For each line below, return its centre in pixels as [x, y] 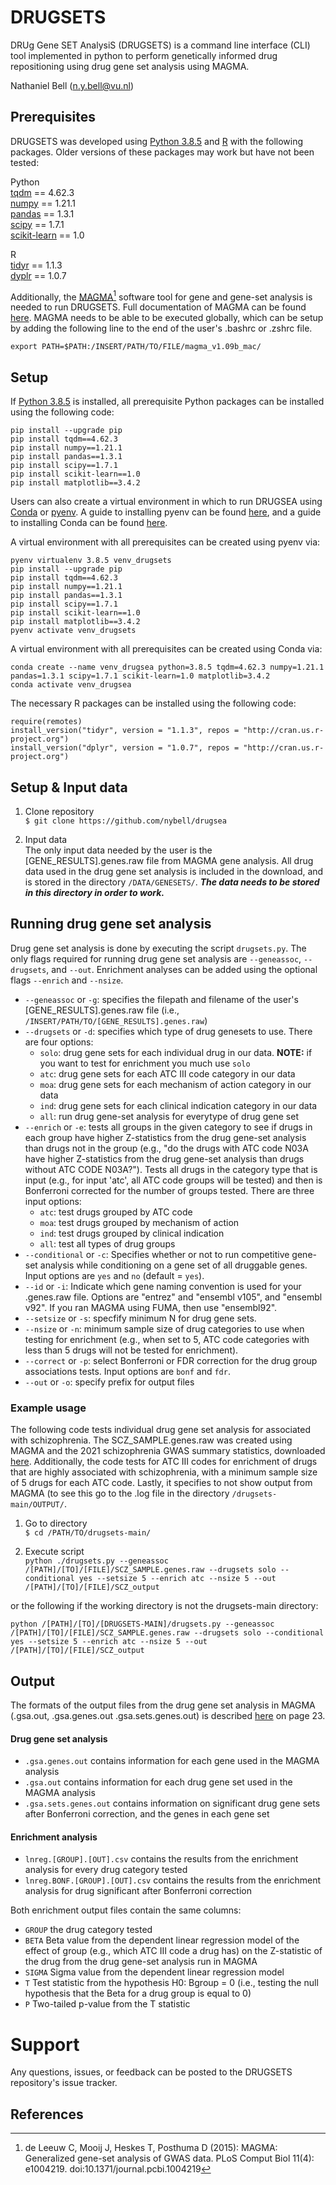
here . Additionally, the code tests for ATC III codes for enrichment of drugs [164, 1462]
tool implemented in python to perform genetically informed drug [144, 55]
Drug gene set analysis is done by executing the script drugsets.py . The [158, 948]
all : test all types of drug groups [107, 1243]
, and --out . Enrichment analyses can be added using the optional [182, 969]
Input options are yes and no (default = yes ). [114, 1275]
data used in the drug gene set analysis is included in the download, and [174, 872]
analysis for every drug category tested [106, 1870]
